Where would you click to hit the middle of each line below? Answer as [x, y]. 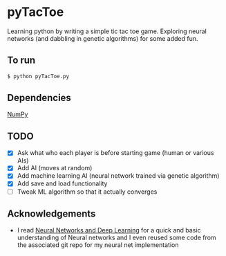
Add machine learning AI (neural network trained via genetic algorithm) [118, 176]
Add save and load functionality [62, 183]
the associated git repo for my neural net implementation [98, 245]
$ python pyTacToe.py [38, 76]
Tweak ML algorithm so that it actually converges [87, 192]
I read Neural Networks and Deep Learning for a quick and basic [109, 230]
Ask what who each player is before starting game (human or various [115, 153]
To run [21, 61]
